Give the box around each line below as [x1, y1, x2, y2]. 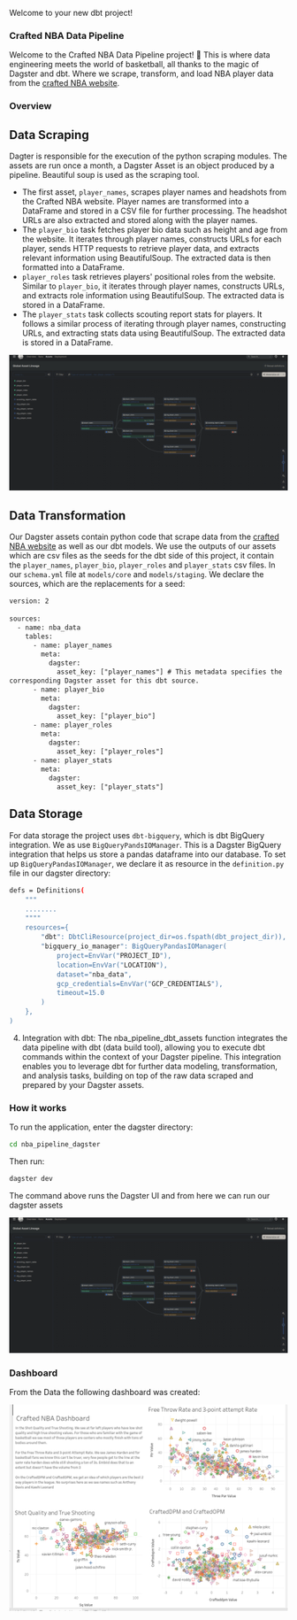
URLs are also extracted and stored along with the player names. [21, 215, 258, 226]
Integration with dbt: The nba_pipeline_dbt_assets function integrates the [21, 1032, 288, 1043]
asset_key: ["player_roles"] [56, 747, 164, 756]
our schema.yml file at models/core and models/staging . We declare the [9, 568, 264, 579]
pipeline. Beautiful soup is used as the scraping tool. [9, 170, 200, 181]
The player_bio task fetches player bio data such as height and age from [21, 225, 288, 235]
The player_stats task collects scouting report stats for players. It [21, 309, 263, 320]
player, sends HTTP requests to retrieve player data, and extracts [21, 243, 260, 254]
